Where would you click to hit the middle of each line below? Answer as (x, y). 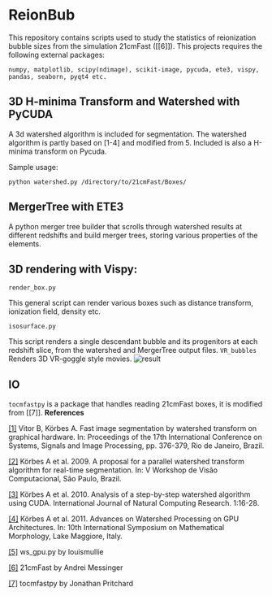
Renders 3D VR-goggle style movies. (70, 359)
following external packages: (57, 54)
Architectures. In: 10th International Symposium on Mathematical (117, 528)
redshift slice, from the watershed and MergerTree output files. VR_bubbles (133, 350)
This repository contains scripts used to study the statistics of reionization (132, 37)
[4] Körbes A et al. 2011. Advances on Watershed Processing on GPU (124, 519)
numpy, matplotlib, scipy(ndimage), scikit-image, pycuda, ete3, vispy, (134, 70)
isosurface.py (32, 327)
